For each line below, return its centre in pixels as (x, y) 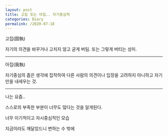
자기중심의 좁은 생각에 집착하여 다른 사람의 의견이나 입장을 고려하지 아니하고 (79, 75)
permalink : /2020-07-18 (30, 24)
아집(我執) (15, 64)
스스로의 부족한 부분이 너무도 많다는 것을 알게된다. (54, 107)
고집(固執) (15, 38)
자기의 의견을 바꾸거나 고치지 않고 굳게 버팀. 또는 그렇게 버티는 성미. (71, 49)
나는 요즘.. (15, 97)
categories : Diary (24, 19)
